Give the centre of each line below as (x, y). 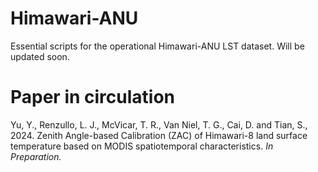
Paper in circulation (93, 97)
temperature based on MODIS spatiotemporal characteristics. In (142, 146)
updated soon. (40, 56)
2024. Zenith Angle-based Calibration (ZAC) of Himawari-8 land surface (159, 135)
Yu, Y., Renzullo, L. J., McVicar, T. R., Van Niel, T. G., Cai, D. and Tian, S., (159, 124)
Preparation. (36, 156)
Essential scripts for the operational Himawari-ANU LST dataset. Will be (157, 46)
